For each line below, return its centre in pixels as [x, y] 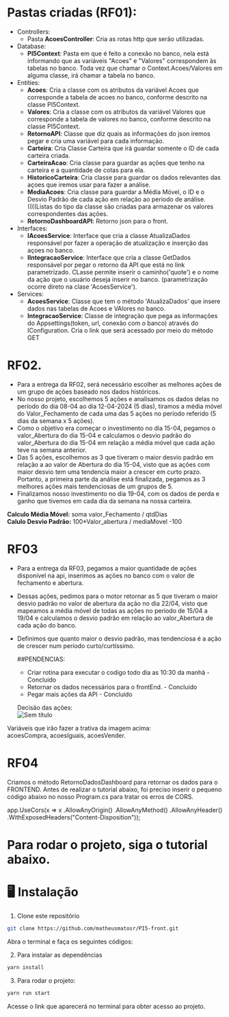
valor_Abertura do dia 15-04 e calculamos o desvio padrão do [104, 435]
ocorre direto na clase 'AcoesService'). [82, 287]
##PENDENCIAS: [41, 659]
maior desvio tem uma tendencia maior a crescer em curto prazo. [109, 472]
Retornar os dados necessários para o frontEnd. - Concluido [112, 686]
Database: [31, 46]
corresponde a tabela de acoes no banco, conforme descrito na [117, 97]
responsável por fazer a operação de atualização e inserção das [118, 243]
